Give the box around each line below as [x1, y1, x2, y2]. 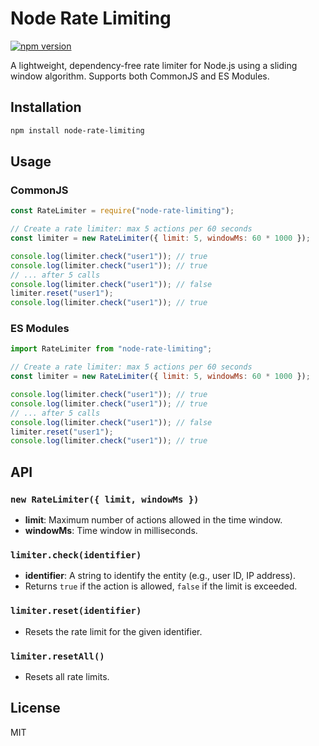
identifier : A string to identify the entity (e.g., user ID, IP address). [24, 570, 296, 582]
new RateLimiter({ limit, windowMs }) [10, 493, 200, 505]
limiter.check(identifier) [10, 549, 142, 561]
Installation [10, 99, 82, 116]
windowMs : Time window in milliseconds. [24, 525, 198, 537]
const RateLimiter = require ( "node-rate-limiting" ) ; [10, 206, 235, 216]
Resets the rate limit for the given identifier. [24, 625, 203, 637]
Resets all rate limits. [24, 670, 110, 682]
